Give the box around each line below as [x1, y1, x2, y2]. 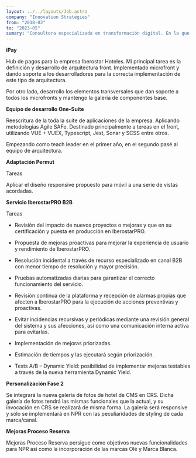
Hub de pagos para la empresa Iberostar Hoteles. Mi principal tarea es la [6, 58, 181, 65]
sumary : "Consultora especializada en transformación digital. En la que [6, 31, 190, 36]
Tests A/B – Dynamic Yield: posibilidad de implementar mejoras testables [14, 362, 191, 370]
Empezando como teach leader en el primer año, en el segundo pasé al [6, 141, 178, 148]
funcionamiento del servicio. [14, 281, 84, 288]
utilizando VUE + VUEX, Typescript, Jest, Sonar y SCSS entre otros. [6, 130, 170, 137]
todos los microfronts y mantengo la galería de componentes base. [6, 95, 168, 102]
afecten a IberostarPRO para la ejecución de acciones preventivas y [14, 298, 178, 305]
